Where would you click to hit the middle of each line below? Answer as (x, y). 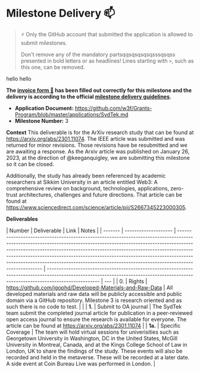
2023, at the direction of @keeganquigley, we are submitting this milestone (98, 158)
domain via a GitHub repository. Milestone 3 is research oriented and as (94, 300)
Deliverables (22, 219)
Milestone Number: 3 (41, 121)
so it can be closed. (30, 164)
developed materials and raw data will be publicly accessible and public (94, 294)
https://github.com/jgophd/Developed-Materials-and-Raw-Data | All (90, 287)
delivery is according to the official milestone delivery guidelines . (89, 96)
